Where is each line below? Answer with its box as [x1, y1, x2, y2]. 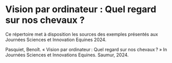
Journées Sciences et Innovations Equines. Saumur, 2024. [5, 52, 129, 58]
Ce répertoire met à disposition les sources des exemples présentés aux [5, 31, 158, 37]
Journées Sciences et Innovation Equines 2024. [5, 37, 107, 43]
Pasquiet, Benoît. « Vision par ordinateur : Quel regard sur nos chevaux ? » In [5, 46, 167, 52]
